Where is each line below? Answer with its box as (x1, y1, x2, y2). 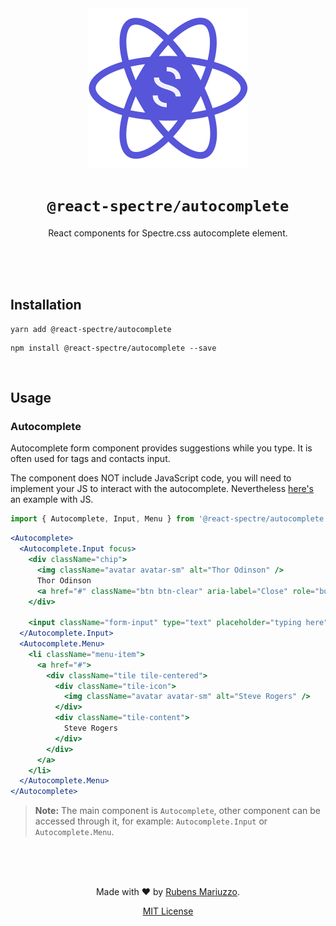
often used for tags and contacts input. (10, 453, 171, 465)
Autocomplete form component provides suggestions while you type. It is (10, 442, 313, 454)
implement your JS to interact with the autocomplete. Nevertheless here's (10, 483, 315, 495)
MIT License (142, 905, 194, 917)
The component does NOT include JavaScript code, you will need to (10, 472, 292, 484)
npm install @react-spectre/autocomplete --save (10, 343, 217, 353)
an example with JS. (10, 493, 94, 506)
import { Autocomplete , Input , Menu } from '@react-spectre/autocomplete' (10, 514, 329, 524)
